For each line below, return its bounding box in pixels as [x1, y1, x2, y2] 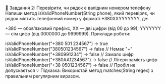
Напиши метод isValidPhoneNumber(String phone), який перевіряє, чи [5, 10, 155, 16]
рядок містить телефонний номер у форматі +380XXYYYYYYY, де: [5, 16, 149, 21]
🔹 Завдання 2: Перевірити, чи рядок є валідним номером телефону [5, 5, 151, 11]
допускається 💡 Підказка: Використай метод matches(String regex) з [5, 67, 153, 73]
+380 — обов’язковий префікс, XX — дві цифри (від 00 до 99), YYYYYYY [5, 25, 161, 31]
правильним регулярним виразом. [5, 73, 80, 79]
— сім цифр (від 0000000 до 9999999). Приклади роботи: [5, 31, 131, 36]
